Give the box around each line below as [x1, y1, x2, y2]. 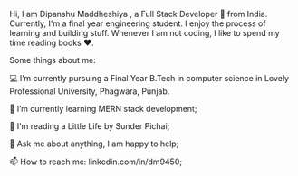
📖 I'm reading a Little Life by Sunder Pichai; [9, 121, 170, 131]
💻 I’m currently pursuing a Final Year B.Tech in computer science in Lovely [9, 73, 290, 83]
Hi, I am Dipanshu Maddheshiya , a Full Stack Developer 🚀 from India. [9, 9, 268, 19]
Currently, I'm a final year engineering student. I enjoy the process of [9, 18, 266, 29]
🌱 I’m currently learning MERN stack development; [9, 104, 197, 114]
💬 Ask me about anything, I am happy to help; [9, 138, 179, 149]
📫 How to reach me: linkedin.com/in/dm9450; [9, 156, 183, 167]
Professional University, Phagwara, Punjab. [9, 86, 170, 97]
